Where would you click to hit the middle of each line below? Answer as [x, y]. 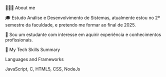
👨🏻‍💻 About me [20, 8]
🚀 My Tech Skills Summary [33, 49]
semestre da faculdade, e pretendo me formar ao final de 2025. [70, 25]
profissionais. [19, 40]
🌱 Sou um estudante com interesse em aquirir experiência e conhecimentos [83, 34]
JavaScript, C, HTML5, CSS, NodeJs [43, 69]
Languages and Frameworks [34, 59]
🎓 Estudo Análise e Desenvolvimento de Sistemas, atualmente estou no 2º [82, 18]
